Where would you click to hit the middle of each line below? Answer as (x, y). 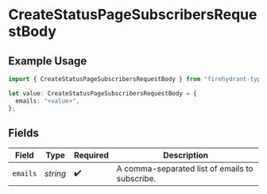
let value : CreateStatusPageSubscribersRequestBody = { (103, 93)
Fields (24, 133)
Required (92, 155)
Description (186, 155)
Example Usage (48, 61)
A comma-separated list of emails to (185, 169)
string (56, 174)
